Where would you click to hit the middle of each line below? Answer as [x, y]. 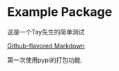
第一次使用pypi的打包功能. [45, 60]
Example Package [60, 12]
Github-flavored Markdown [46, 45]
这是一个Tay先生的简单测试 [46, 32]
